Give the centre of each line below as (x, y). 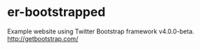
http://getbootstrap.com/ (43, 38)
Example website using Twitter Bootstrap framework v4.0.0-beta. (101, 31)
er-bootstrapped (56, 12)
